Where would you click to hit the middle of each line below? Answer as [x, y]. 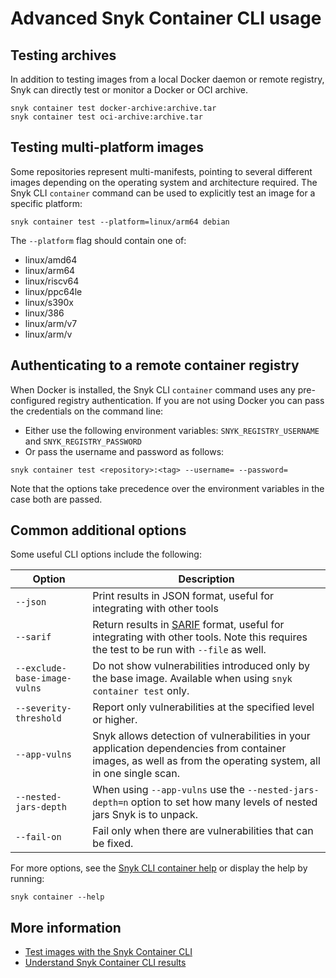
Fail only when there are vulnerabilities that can [203, 831]
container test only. [141, 691]
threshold [38, 718]
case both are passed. [56, 499]
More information [66, 927]
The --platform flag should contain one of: [98, 240]
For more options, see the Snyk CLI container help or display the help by [159, 868]
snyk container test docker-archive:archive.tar [113, 108]
